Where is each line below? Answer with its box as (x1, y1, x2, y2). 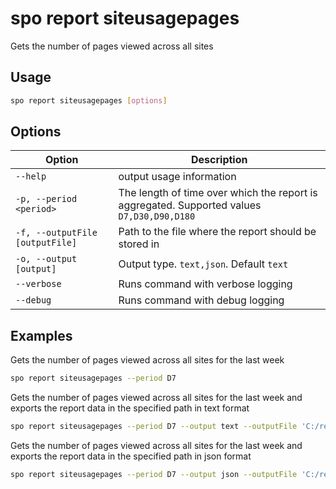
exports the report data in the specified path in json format (10, 450, 252, 462)
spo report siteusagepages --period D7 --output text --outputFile (10, 422, 298, 432)
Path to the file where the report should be (118, 225, 317, 239)
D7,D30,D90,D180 (118, 211, 196, 222)
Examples (10, 327, 73, 344)
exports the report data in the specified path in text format (10, 402, 250, 414)
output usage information (118, 170, 237, 184)
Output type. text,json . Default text (118, 257, 289, 271)
